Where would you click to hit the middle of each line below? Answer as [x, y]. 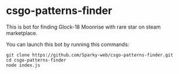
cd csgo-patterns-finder [36, 60]
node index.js [23, 65]
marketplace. [22, 33]
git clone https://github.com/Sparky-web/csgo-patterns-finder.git [90, 55]
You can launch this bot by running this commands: [68, 44]
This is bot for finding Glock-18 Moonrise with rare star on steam [84, 27]
